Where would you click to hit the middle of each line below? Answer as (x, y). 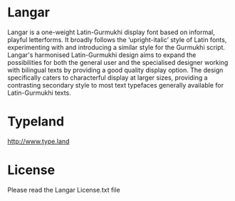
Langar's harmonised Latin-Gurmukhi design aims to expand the (102, 55)
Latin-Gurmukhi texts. (39, 93)
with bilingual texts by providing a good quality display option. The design (115, 70)
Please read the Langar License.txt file (64, 190)
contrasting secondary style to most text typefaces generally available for (116, 85)
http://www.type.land (38, 141)
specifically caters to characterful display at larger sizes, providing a (108, 77)
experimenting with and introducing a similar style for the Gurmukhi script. (116, 47)
